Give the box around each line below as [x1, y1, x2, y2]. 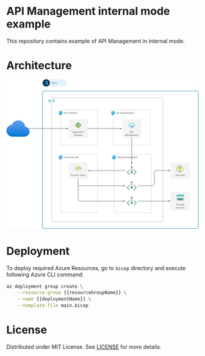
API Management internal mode [6, 4, 170, 18]
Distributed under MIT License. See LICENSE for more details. [6, 343, 162, 351]
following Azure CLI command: [6, 271, 84, 278]
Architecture [6, 59, 72, 72]
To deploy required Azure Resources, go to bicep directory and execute [6, 264, 186, 271]
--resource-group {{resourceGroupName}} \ [17, 290, 127, 296]
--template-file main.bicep [17, 302, 88, 309]
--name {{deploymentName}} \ [17, 296, 92, 302]
